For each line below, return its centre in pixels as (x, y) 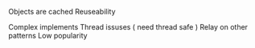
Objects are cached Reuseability (62, 12)
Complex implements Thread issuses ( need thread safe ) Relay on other (128, 27)
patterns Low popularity (48, 36)
